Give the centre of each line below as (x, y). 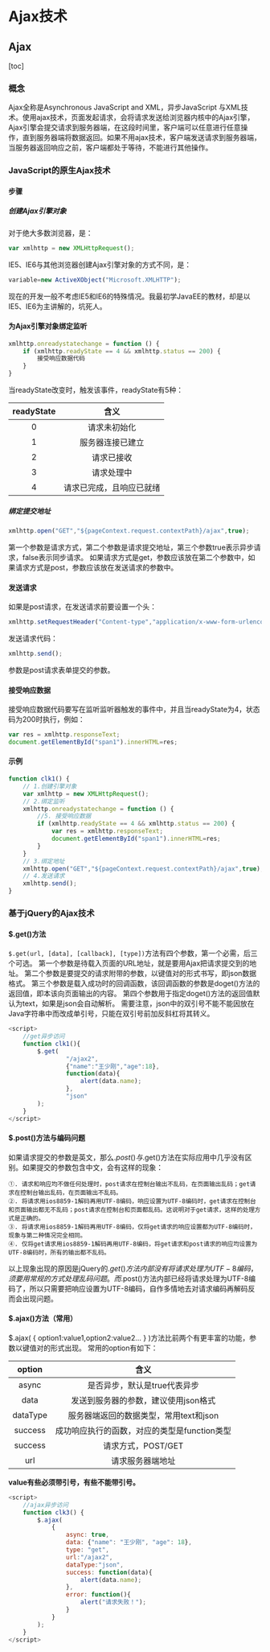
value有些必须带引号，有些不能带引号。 (74, 1482)
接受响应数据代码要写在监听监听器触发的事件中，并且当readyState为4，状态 (134, 710)
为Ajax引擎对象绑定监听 (48, 326)
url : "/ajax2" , (89, 1557)
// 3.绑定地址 (44, 861)
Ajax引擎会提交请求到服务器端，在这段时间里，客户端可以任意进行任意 (125, 128)
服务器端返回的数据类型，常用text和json (143, 1415)
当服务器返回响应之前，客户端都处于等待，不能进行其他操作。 (110, 148)
